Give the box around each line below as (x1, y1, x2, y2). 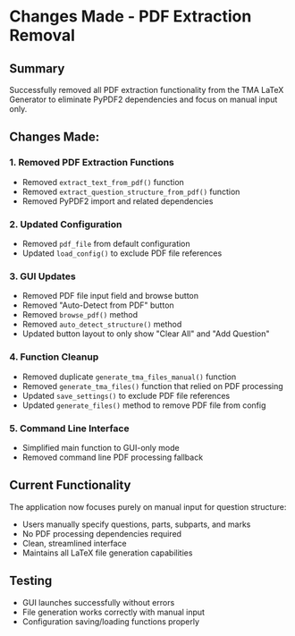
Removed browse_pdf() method (21, 310, 139, 320)
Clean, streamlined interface (21, 538, 127, 548)
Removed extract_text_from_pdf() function (21, 176, 185, 187)
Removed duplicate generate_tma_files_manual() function (21, 371, 237, 382)
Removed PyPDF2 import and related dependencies (21, 195, 214, 207)
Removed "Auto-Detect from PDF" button (21, 300, 174, 310)
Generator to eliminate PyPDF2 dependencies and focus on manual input (9, 94, 278, 105)
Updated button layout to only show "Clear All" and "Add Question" (21, 328, 270, 339)
